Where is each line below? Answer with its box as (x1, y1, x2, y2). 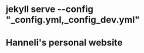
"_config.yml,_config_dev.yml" (6, 14, 140, 25)
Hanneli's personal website (6, 37, 123, 48)
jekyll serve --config (6, 3, 94, 15)
